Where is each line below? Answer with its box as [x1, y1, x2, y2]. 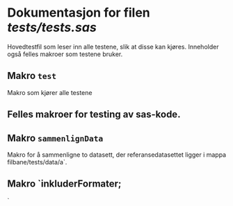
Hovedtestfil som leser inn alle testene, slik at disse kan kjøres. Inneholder [7, 42, 219, 51]
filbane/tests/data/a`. [7, 157, 67, 166]
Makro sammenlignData [7, 132, 104, 144]
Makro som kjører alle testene [7, 88, 93, 96]
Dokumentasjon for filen [7, 5, 151, 21]
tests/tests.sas [7, 19, 97, 35]
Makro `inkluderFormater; [7, 178, 122, 190]
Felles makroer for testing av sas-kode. [7, 109, 181, 121]
